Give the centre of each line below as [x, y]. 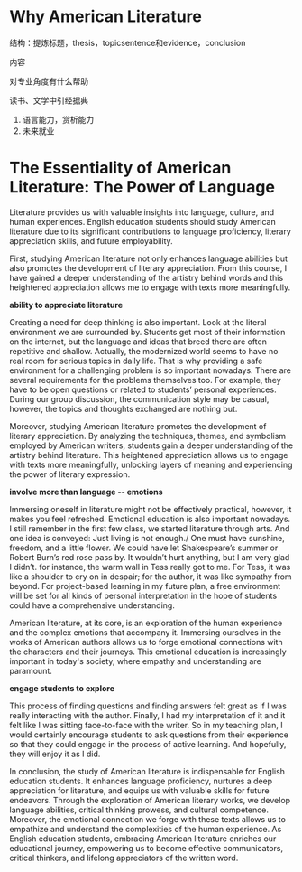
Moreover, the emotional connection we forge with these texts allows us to [148, 819]
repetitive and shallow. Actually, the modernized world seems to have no [144, 351]
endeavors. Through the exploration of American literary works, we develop [150, 800]
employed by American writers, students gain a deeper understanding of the [151, 445]
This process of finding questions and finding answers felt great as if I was [148, 706]
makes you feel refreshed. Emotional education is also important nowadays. [150, 519]
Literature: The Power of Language [142, 188]
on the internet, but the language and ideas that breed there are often [138, 342]
